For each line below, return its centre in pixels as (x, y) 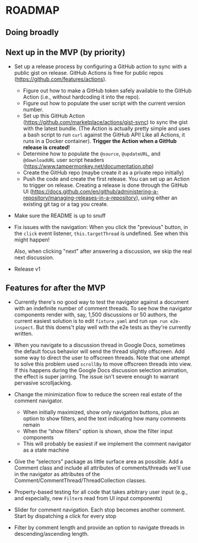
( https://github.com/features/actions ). (60, 79)
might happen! (32, 240)
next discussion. (34, 258)
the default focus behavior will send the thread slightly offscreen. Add (99, 351)
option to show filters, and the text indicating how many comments (104, 418)
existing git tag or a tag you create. (66, 204)
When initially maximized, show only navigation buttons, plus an (101, 412)
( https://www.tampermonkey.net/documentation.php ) (88, 166)
